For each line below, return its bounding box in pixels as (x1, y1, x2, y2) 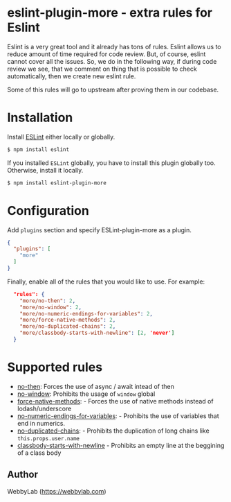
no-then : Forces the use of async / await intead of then (17, 382, 175, 390)
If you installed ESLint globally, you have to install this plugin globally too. (7, 158, 216, 167)
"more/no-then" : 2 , (19, 297, 76, 304)
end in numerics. (17, 419, 66, 427)
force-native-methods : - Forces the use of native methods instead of (17, 397, 214, 405)
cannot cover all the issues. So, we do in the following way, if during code (7, 57, 217, 65)
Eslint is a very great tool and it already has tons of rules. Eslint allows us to (7, 42, 221, 51)
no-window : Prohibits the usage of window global (17, 390, 156, 398)
